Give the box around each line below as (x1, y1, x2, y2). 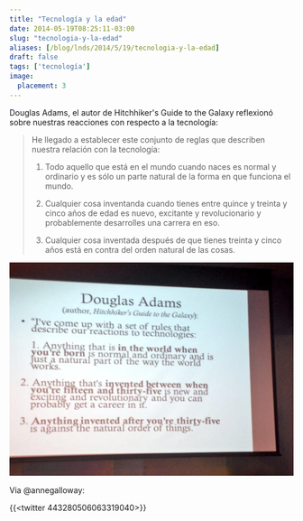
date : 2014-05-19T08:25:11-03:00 (9, 23, 135, 33)
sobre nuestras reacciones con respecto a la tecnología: (9, 116, 218, 127)
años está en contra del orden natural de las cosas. (44, 244, 236, 255)
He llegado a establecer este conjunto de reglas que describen (31, 134, 266, 144)
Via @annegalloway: (9, 484, 86, 496)
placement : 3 (17, 81, 67, 90)
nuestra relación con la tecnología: (31, 144, 161, 154)
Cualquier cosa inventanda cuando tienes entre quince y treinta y (44, 198, 288, 209)
